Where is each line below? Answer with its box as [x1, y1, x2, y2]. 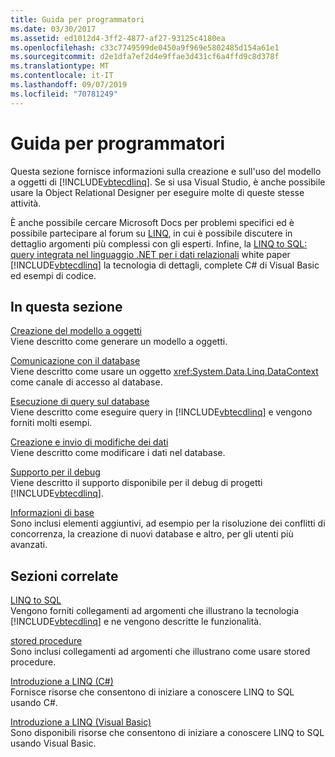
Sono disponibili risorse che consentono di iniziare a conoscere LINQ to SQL [10, 727, 325, 739]
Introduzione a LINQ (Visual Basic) [10, 716, 152, 728]
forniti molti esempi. [10, 417, 93, 429]
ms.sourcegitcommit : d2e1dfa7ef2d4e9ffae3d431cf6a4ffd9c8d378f [10, 52, 280, 62]
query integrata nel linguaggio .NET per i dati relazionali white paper [10, 248, 291, 260]
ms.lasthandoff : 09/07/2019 [10, 80, 128, 90]
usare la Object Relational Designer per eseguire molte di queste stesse [10, 186, 305, 198]
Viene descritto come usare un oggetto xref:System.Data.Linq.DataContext [10, 366, 319, 378]
